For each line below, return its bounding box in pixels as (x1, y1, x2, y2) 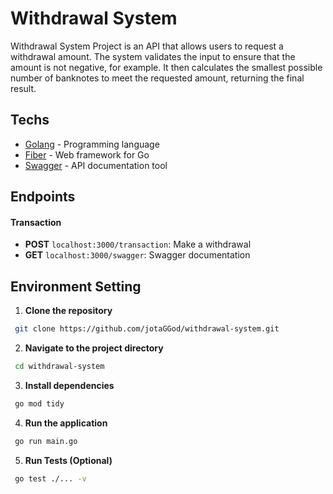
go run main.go (14, 436, 78, 446)
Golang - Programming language (24, 138, 160, 150)
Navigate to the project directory (24, 342, 164, 354)
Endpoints (10, 188, 76, 206)
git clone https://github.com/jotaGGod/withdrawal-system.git (14, 324, 280, 334)
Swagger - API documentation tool (24, 159, 168, 171)
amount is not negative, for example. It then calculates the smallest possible (10, 61, 323, 73)
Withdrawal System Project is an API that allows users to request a (10, 40, 284, 52)
